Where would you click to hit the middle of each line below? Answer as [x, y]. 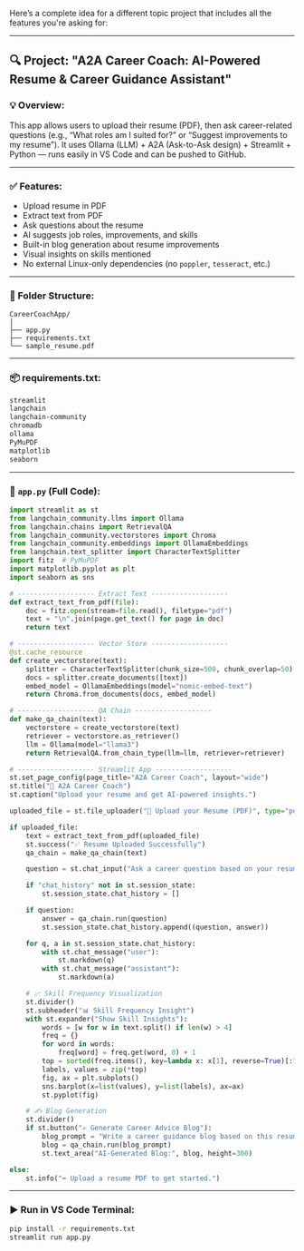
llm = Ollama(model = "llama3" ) [83, 744]
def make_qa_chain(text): [58, 719]
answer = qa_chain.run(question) [105, 919]
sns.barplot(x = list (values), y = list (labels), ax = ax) [143, 1086]
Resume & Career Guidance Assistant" [121, 79]
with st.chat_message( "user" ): [101, 952]
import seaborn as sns [52, 577]
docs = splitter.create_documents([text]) [107, 678]
